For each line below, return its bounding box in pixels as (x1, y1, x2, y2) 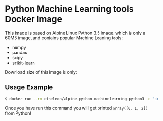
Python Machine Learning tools (5, 3, 134, 15)
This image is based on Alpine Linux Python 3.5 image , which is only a (5, 30, 146, 35)
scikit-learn (12, 60, 35, 66)
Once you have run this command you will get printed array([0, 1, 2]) (5, 105, 148, 111)
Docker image (5, 14, 62, 25)
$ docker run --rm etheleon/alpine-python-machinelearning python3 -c (5, 96, 151, 101)
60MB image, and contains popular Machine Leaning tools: (5, 35, 123, 41)
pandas (12, 50, 28, 55)
